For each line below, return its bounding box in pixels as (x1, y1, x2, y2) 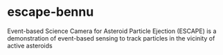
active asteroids (7, 41, 53, 49)
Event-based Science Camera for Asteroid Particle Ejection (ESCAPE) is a (7, 27, 217, 35)
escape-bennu (7, 4, 94, 20)
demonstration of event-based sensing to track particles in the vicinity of (7, 34, 215, 42)
